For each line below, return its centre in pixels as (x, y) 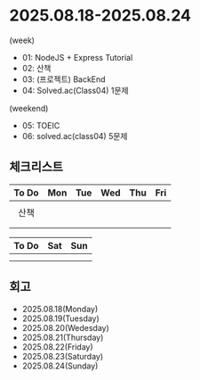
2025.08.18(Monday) (60, 309)
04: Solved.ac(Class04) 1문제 (75, 90)
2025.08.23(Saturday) (63, 356)
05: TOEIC (41, 125)
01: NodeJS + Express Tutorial (77, 57)
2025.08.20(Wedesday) (65, 327)
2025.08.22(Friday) (57, 347)
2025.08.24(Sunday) (60, 366)
